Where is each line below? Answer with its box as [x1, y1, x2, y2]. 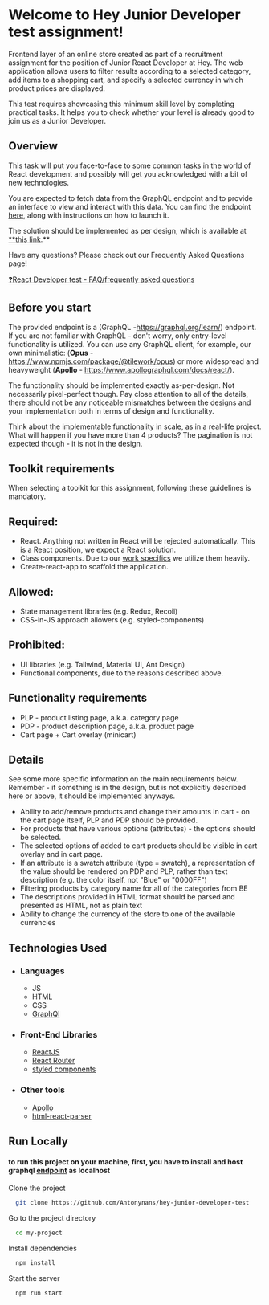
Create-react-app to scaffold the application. [19, 562, 169, 572]
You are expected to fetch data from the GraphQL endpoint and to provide [8, 193, 253, 202]
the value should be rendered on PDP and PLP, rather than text [19, 867, 228, 876]
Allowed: [8, 585, 54, 599]
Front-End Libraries [19, 1030, 98, 1041]
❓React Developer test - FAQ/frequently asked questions [8, 275, 195, 284]
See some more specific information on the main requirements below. [8, 774, 238, 784]
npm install [15, 1259, 56, 1267]
